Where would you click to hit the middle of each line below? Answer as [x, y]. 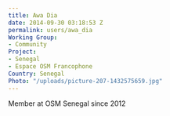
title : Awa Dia [33, 15]
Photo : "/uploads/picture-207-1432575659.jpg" [85, 81]
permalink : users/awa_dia [50, 30]
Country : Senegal [36, 74]
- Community [27, 45]
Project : [22, 52]
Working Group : [33, 37]
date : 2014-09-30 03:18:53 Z [56, 23]
